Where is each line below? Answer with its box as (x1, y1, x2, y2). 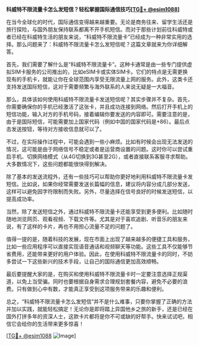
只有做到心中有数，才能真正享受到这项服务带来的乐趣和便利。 (16, 286, 167, 292)
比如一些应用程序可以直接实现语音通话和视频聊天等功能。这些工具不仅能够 (6, 243, 188, 250)
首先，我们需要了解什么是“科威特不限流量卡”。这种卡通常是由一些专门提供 (6, 61, 188, 68)
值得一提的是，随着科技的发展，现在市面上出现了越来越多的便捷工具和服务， (6, 236, 193, 243)
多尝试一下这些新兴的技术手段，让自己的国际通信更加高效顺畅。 (6, 258, 162, 265)
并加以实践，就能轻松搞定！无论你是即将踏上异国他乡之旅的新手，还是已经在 (6, 306, 193, 312)
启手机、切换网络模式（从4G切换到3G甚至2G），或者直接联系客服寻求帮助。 (6, 153, 191, 160)
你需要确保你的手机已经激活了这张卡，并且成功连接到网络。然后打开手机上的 (6, 103, 193, 110)
